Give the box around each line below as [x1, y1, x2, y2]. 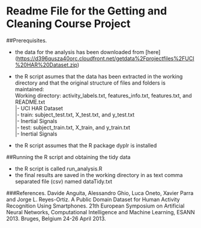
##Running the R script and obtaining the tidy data [6, 153, 131, 160]
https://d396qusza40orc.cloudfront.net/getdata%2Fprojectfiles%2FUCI [17, 55, 194, 62]
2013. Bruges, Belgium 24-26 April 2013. [6, 215, 106, 222]
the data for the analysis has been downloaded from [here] [14, 48, 161, 55]
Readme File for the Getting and [6, 4, 167, 18]
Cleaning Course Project [6, 17, 131, 31]
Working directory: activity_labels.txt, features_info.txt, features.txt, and [14, 92, 192, 99]
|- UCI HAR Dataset [14, 104, 63, 112]
